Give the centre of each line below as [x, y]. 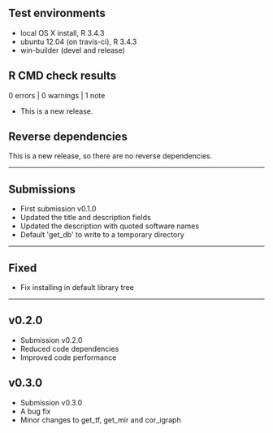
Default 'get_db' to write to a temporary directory [102, 235]
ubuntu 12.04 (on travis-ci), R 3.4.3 [78, 41]
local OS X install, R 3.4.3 [62, 32]
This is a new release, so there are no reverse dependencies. [110, 156]
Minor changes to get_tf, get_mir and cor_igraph [100, 420]
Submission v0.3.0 [51, 402]
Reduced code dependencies [69, 349]
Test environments [57, 13]
